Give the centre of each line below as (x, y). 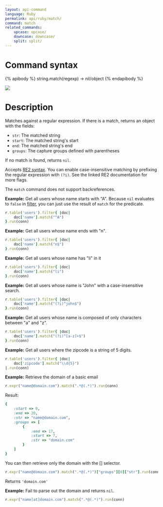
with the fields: (20, 126)
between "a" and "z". (26, 323)
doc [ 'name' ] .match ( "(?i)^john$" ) (48, 304)
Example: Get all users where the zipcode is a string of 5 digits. (68, 350)
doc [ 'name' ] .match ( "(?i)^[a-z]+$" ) (50, 336)
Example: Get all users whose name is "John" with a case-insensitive (74, 285)
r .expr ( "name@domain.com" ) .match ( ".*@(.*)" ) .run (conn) (62, 386)
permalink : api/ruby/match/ (33, 18)
